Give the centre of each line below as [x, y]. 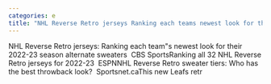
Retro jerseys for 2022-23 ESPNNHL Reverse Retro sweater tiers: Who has [133, 63]
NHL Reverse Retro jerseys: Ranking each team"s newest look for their [125, 46]
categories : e [32, 16]
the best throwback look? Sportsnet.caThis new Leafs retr [106, 71]
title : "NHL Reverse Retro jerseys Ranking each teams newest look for [131, 23]
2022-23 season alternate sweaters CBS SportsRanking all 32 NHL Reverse [135, 54]
